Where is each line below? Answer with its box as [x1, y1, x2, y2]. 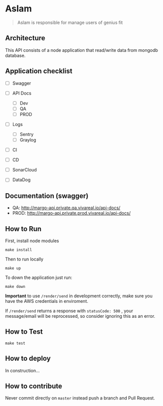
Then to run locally [5, 256, 44, 262]
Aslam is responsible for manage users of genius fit [17, 19, 123, 25]
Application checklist [5, 67, 73, 75]
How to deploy [5, 354, 51, 363]
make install [5, 247, 32, 252]
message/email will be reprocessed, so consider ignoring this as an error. [5, 313, 156, 319]
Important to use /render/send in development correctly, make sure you [5, 292, 153, 299]
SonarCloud [12, 167, 37, 173]
